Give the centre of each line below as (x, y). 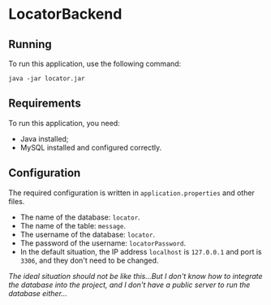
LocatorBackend (65, 14)
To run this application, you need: (64, 123)
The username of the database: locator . (88, 234)
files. (17, 201)
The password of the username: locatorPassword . (103, 243)
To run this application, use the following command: (95, 63)
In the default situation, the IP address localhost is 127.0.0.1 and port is (141, 251)
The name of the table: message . (73, 225)
